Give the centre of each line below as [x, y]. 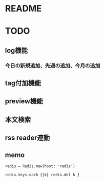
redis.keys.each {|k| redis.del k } [42, 175]
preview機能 [24, 101]
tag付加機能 [23, 83]
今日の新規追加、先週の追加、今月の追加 [52, 65]
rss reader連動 [28, 138]
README [23, 9]
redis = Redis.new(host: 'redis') [40, 166]
